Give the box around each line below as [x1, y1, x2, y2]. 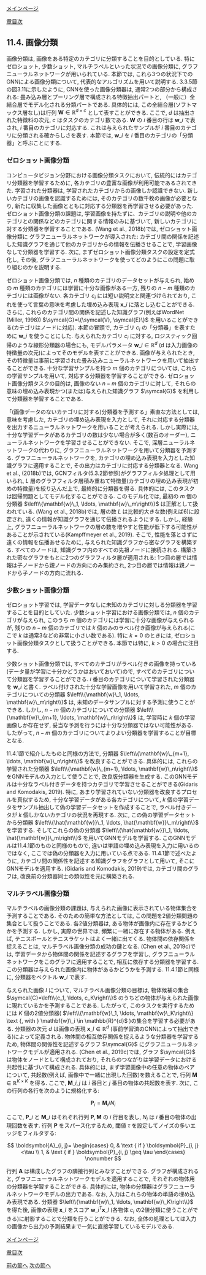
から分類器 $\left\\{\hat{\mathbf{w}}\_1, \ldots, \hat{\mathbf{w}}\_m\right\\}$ [6, 819, 199, 826]
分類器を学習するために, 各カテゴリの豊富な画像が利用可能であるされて [11, 179, 192, 187]
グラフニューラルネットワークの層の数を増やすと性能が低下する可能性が [14, 523, 197, 530]
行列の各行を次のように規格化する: [11, 1087, 100, 1094]
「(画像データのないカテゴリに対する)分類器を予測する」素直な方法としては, [6, 408, 200, 415]
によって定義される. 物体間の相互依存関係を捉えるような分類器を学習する [13, 1033, 199, 1041]
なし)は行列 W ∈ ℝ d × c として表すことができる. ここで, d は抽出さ [27, 107, 195, 116]
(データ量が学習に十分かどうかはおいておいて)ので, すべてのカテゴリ [6, 668, 179, 676]
